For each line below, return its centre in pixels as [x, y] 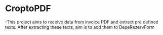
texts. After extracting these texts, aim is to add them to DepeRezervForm [80, 27]
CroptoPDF [28, 9]
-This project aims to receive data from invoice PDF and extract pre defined [82, 22]
